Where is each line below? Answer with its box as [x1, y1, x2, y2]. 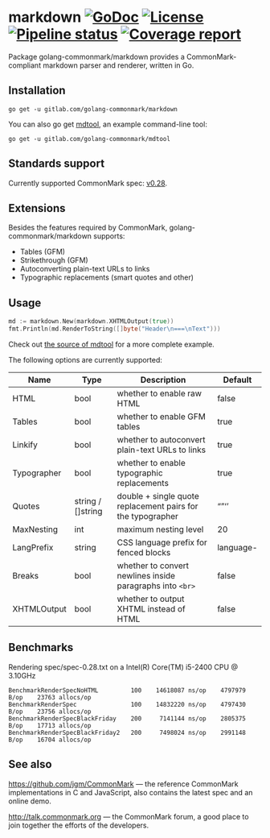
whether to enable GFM [117, 411, 207, 422]
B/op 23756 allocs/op [8, 707, 92, 716]
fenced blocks [117, 546, 171, 558]
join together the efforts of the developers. [8, 820, 149, 830]
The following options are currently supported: [8, 355, 163, 364]
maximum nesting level [117, 524, 204, 535]
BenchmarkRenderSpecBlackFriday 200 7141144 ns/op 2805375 [8, 714, 247, 723]
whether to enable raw [117, 388, 202, 399]
